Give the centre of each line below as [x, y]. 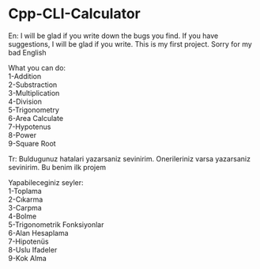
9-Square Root [32, 143]
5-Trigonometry [34, 110]
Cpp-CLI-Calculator [74, 14]
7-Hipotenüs [28, 241]
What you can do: [37, 67]
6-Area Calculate [36, 118]
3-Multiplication [34, 93]
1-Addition [25, 76]
